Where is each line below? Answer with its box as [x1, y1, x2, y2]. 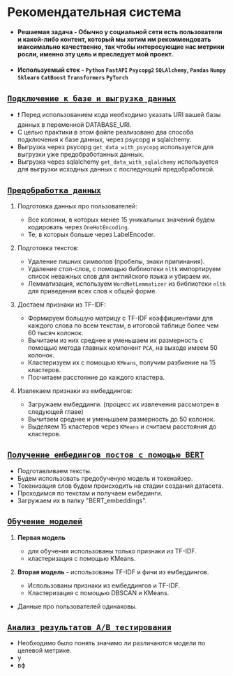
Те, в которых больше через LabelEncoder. [27, 231, 156, 238]
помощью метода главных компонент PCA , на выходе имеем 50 [27, 344, 218, 352]
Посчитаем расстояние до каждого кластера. [27, 374, 165, 381]
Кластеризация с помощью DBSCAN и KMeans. [27, 588, 170, 597]
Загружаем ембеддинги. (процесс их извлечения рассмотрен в [27, 400, 220, 408]
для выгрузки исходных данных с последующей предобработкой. [17, 165, 215, 174]
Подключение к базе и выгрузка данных [7, 93, 176, 103]
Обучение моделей [7, 516, 82, 527]
